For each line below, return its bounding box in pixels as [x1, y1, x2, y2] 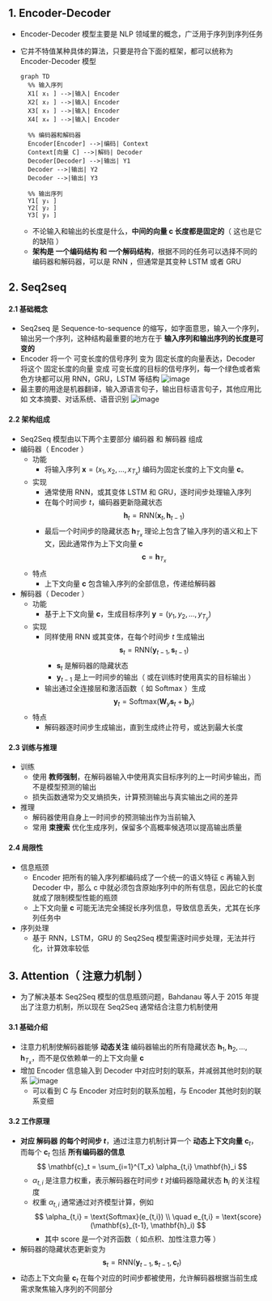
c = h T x [141, 552, 167, 565]
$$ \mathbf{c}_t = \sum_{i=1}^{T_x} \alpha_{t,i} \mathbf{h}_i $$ [36, 1162, 248, 1172]
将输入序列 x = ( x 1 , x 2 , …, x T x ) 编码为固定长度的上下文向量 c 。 [44, 464, 249, 477]
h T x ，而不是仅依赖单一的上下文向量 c [19, 1053, 144, 1066]
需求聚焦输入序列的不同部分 [19, 1284, 113, 1294]
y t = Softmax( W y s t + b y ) [113, 697, 195, 709]
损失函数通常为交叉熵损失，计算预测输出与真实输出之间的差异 [32, 792, 239, 802]
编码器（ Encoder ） [19, 444, 88, 454]
